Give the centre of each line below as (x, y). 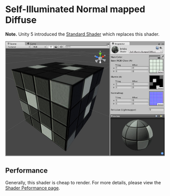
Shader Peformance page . (33, 188)
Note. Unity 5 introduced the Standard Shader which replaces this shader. (82, 34)
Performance (27, 170)
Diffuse (21, 20)
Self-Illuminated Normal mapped (75, 9)
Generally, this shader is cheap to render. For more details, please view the (83, 183)
